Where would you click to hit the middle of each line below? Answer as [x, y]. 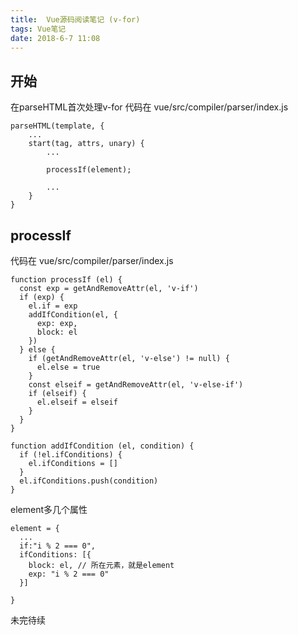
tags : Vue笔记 [38, 29]
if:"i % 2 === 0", [58, 546]
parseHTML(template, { [57, 126]
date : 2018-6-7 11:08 [55, 38]
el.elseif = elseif [77, 402]
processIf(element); [89, 170]
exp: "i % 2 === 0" [69, 574]
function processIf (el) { [66, 280]
